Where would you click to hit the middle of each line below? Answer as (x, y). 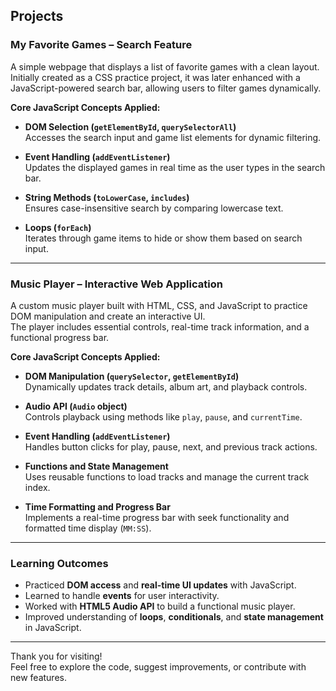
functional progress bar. (60, 337)
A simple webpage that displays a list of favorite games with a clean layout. (165, 66)
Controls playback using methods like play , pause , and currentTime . (163, 416)
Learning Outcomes (59, 563)
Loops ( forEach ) (58, 227)
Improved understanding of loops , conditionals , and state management (174, 617)
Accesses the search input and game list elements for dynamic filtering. (173, 137)
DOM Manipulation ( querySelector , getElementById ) (132, 376)
